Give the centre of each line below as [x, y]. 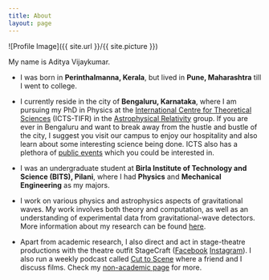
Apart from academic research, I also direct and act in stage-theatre [132, 241]
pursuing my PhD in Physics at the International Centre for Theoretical [136, 110]
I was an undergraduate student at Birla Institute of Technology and [133, 168]
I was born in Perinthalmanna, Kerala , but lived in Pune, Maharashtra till [141, 77]
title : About [30, 16]
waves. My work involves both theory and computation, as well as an [134, 209]
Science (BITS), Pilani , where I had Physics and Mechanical [120, 177]
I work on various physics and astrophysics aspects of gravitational [131, 201]
